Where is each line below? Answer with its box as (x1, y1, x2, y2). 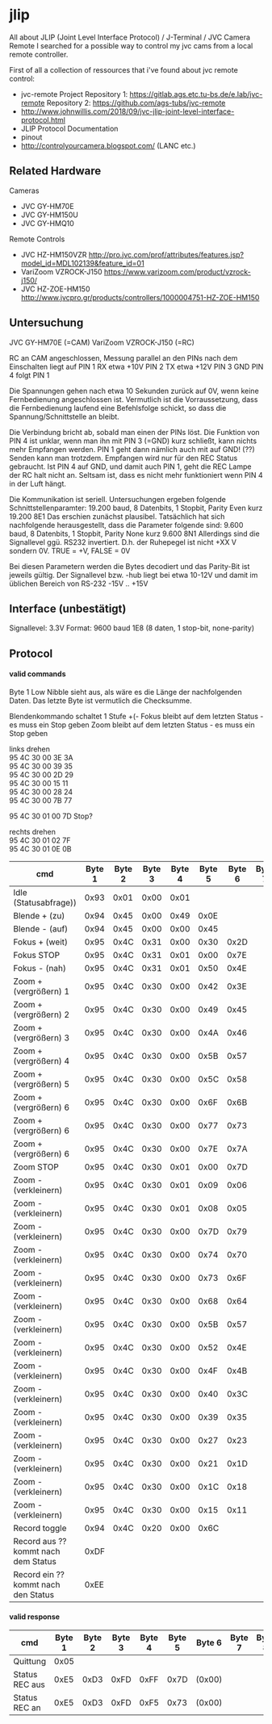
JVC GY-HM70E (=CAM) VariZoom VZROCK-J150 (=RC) (9, 337, 195, 347)
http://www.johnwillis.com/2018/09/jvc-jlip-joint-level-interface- (20, 107, 235, 116)
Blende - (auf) (13, 923, 69, 934)
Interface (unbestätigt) (9, 601, 127, 615)
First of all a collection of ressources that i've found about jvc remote (9, 65, 239, 74)
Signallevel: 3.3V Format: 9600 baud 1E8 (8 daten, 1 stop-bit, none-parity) (9, 623, 255, 633)
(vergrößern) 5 (13, 1078, 70, 1090)
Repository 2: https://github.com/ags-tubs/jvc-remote (46, 98, 226, 107)
